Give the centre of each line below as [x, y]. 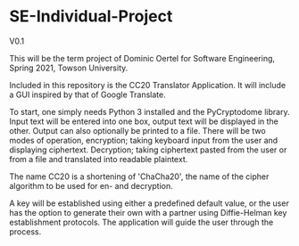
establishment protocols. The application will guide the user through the [141, 222]
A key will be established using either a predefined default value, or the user [149, 203]
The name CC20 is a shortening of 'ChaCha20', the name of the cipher [139, 176]
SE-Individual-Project [91, 16]
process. [25, 231]
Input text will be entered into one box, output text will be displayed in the [144, 121]
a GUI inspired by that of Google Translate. [88, 94]
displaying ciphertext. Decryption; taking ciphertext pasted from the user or [148, 150]
